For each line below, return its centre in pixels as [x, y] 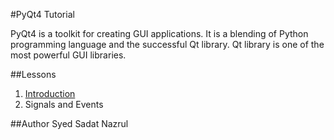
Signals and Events [64, 104]
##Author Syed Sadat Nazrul [69, 123]
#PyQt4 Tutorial [42, 14]
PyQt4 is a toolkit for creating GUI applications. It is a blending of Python [159, 33]
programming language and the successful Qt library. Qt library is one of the [167, 44]
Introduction [50, 93]
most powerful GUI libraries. [68, 55]
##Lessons [33, 74]
